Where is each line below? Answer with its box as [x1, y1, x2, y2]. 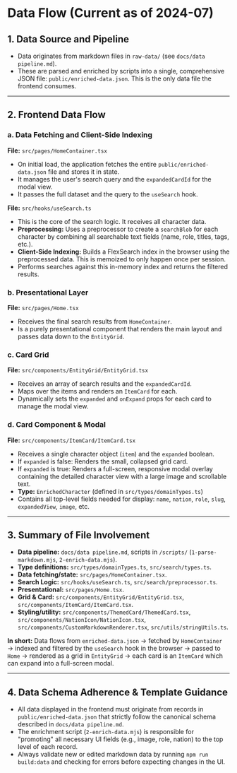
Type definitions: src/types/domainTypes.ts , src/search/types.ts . [17, 563, 212, 572]
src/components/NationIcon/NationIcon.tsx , [17, 615, 147, 624]
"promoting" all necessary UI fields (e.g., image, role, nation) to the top [17, 735, 224, 743]
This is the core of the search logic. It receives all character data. [17, 217, 207, 225]
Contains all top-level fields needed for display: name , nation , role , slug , [17, 495, 226, 503]
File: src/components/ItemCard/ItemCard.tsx [7, 436, 136, 444]
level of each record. [17, 743, 78, 751]
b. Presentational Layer [7, 288, 89, 297]
